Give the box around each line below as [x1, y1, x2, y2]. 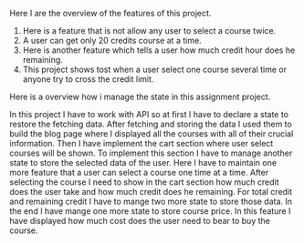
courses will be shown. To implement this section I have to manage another [9, 147, 293, 158]
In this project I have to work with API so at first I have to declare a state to [9, 109, 289, 119]
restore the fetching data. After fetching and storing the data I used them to [9, 118, 292, 129]
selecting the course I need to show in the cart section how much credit [9, 177, 280, 187]
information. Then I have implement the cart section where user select [9, 138, 274, 148]
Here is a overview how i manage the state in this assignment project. [9, 91, 271, 102]
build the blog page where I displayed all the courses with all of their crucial [9, 128, 294, 139]
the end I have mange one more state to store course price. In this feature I [9, 206, 291, 217]
